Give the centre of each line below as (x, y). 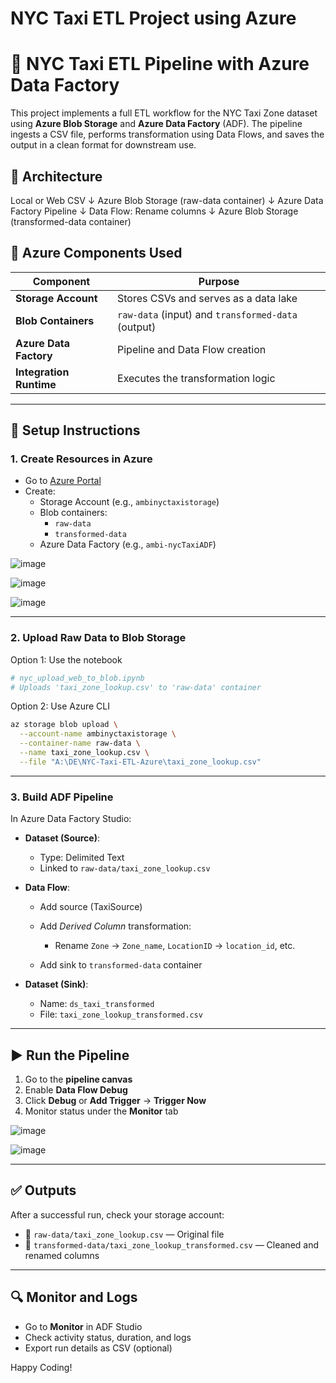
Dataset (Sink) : (56, 984)
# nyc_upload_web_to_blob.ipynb (77, 678)
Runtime (36, 384)
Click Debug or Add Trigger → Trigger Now (115, 1100)
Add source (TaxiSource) (91, 907)
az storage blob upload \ (64, 725)
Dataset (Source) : (62, 838)
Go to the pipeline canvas (78, 1079)
